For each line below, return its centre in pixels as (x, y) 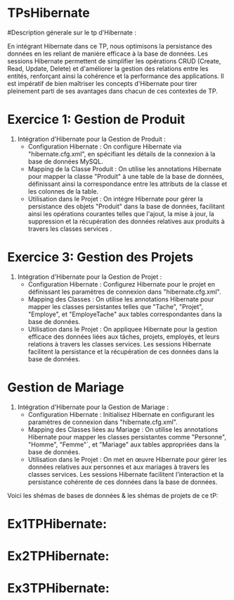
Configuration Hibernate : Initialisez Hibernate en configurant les (121, 414)
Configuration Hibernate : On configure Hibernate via (105, 146)
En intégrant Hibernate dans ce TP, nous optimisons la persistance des (110, 46)
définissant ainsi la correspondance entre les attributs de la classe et (128, 184)
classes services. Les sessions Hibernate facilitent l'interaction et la (126, 474)
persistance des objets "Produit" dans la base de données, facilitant (126, 206)
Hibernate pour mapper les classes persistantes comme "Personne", (127, 437)
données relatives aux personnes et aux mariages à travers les (118, 467)
